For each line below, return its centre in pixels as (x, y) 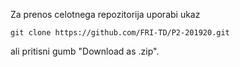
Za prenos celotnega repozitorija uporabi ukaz (105, 14)
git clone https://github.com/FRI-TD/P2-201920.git (120, 33)
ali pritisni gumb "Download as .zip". (85, 51)
